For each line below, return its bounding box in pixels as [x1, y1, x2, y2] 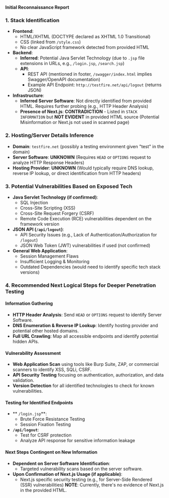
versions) [20, 269, 40, 275]
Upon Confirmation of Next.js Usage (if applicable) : [12, 471, 123, 477]
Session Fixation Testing [20, 421, 71, 427]
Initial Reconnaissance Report [5, 5, 70, 10]
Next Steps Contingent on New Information [5, 449, 97, 455]
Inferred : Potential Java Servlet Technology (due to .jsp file [20, 55, 145, 61]
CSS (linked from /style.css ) [20, 39, 81, 45]
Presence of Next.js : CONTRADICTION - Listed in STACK [20, 108, 138, 115]
